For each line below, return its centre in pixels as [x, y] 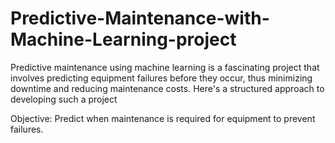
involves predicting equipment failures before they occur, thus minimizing [161, 78]
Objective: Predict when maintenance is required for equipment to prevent [163, 118]
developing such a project [64, 99]
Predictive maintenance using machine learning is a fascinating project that [165, 67]
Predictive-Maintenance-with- [140, 18]
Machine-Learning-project [123, 39]
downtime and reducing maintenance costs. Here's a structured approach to [167, 88]
